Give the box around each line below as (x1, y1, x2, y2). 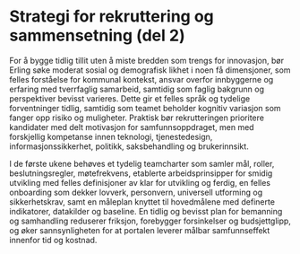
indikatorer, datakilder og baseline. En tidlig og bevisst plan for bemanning (9, 206, 283, 216)
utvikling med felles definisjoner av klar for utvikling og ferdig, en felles (9, 177, 271, 188)
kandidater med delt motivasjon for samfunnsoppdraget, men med (9, 121, 254, 132)
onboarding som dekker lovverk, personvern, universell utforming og (9, 187, 263, 197)
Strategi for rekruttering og (9, 6, 214, 27)
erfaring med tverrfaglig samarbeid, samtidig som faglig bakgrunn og (9, 83, 265, 94)
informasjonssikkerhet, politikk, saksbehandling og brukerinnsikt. (9, 141, 249, 152)
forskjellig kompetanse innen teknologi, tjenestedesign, (9, 131, 213, 142)
